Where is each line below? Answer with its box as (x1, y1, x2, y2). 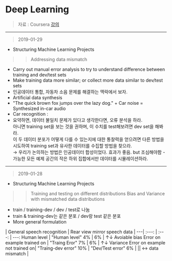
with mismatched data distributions (30, 196, 105, 202)
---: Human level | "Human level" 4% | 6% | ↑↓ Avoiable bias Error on (12, 234, 161, 240)
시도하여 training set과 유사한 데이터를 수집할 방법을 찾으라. (12, 142, 132, 148)
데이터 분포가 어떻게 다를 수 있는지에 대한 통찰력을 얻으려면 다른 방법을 (24, 136, 165, 142)
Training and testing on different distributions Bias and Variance (30, 190, 165, 196)
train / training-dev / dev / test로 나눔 (12, 207, 90, 213)
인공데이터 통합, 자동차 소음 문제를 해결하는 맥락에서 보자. (12, 88, 128, 95)
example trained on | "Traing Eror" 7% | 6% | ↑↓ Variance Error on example (5, 239, 165, 246)
